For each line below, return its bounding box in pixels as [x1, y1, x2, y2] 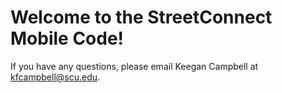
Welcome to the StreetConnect [10, 6, 273, 29]
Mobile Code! [10, 27, 125, 50]
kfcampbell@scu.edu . [10, 71, 101, 83]
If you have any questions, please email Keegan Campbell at [10, 60, 259, 72]
